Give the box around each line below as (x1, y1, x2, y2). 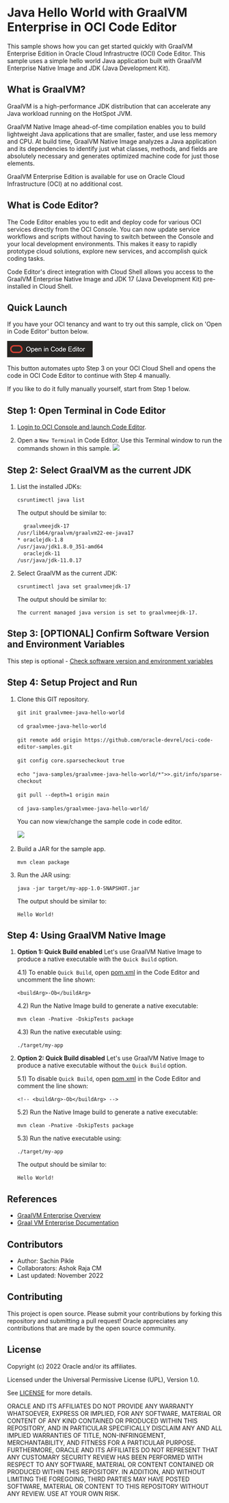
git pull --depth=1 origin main (16, 791, 109, 798)
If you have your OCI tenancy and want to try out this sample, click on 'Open (7, 320, 222, 329)
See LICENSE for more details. (7, 1388, 93, 1397)
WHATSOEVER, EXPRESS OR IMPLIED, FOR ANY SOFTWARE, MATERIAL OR (7, 1409, 221, 1417)
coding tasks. (7, 254, 46, 262)
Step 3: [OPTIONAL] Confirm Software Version (7, 628, 210, 639)
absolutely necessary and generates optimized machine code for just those (7, 152, 219, 160)
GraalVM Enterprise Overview (16, 1211, 101, 1220)
